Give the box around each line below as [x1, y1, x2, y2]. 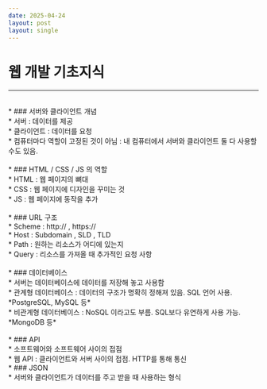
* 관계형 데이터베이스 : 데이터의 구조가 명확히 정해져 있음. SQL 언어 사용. [8, 287, 233, 298]
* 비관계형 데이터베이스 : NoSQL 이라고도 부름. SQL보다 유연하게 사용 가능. [8, 307, 241, 318]
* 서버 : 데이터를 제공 [8, 117, 73, 126]
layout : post [8, 19, 52, 27]
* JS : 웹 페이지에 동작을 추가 [8, 194, 99, 204]
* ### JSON [8, 363, 48, 373]
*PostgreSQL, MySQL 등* [8, 298, 91, 307]
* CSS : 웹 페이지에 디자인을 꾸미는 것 [8, 184, 126, 194]
